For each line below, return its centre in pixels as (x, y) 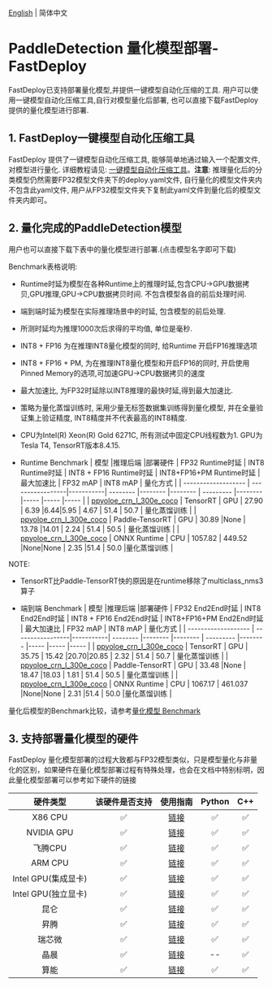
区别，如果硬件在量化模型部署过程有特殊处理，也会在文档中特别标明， (140, 770)
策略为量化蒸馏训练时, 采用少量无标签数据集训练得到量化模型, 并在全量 (138, 407)
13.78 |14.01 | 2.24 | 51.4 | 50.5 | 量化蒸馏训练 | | (100, 529)
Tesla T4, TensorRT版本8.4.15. (70, 445)
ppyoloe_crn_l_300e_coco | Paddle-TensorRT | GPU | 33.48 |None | (133, 664)
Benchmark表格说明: (43, 266)
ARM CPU (50, 863)
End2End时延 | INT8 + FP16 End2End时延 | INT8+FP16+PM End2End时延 (142, 618)
